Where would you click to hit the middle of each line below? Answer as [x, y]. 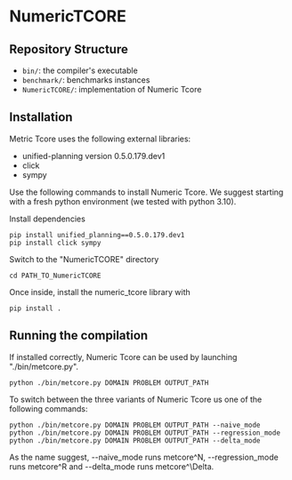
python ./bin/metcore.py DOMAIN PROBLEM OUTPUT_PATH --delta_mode [135, 440]
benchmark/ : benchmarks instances [86, 80]
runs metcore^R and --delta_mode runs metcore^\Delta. [112, 466]
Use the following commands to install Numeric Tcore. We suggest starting [146, 192]
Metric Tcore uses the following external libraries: [100, 139]
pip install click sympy [55, 243]
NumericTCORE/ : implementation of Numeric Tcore [112, 89]
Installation [41, 117]
